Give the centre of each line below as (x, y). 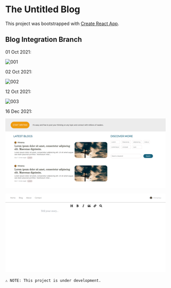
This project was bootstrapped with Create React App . (62, 23)
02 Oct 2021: (19, 71)
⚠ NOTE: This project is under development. (53, 281)
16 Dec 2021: (19, 111)
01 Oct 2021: (18, 52)
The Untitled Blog (43, 9)
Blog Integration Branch (44, 40)
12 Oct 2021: (18, 91)
